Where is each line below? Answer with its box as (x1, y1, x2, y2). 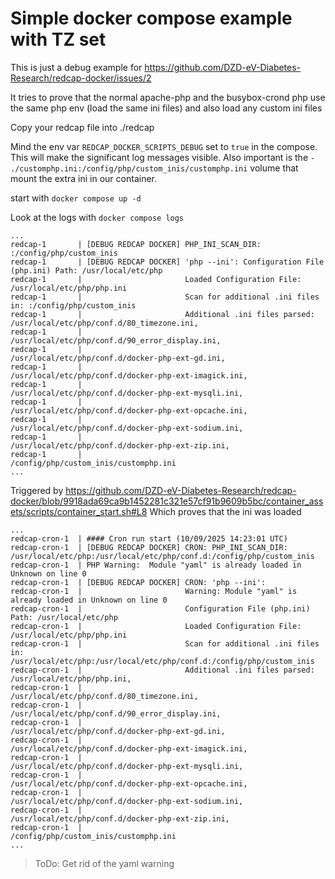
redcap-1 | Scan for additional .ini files (10, 292, 320, 302)
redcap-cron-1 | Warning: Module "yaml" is (10, 586, 298, 596)
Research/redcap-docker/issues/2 (10, 72, 152, 84)
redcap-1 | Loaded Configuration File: (10, 274, 302, 284)
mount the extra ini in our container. (10, 172, 157, 184)
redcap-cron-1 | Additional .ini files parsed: (10, 665, 315, 675)
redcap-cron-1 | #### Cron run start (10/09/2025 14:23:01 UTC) (10, 533, 288, 544)
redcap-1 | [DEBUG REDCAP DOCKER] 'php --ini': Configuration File (10, 257, 325, 267)
